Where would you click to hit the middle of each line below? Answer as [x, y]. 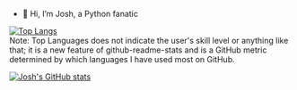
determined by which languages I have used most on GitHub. [122, 59]
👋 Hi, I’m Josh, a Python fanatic [80, 14]
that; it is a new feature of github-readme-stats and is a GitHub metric [138, 50]
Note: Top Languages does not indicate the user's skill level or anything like [149, 41]
